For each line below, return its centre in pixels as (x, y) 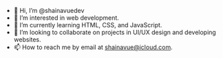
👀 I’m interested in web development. (66, 18)
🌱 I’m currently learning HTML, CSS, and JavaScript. (88, 25)
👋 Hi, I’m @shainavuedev (49, 11)
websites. (27, 40)
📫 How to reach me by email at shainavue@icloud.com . (93, 47)
